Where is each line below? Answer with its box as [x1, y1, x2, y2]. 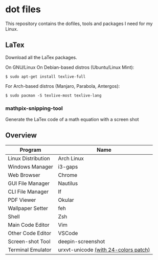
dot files [5, 4, 41, 15]
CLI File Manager [8, 188, 49, 195]
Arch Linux [58, 155, 84, 162]
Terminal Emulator [8, 246, 52, 253]
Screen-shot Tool [8, 238, 51, 245]
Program [19, 146, 41, 153]
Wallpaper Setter [8, 204, 49, 211]
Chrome [58, 171, 78, 178]
